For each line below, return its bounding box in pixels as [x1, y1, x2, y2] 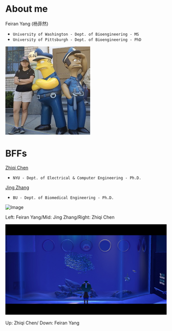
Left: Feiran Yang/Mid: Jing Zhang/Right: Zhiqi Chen [5, 214, 115, 220]
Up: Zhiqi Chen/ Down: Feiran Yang [5, 320, 80, 326]
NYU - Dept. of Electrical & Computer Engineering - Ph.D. [12, 175, 142, 180]
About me [5, 3, 48, 15]
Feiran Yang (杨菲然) [5, 20, 49, 27]
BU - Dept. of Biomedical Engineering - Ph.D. [12, 195, 114, 200]
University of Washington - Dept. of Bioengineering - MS [12, 32, 139, 37]
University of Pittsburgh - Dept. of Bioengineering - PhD [12, 37, 142, 42]
